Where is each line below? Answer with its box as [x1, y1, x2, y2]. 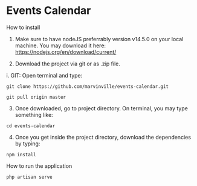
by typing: [15, 140, 40, 147]
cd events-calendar [6, 122, 56, 129]
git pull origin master [6, 94, 66, 100]
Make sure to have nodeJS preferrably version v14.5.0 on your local [15, 35, 184, 42]
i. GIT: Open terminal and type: [6, 71, 83, 79]
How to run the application [6, 162, 73, 170]
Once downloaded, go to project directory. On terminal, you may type [15, 104, 189, 112]
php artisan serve [6, 174, 53, 180]
